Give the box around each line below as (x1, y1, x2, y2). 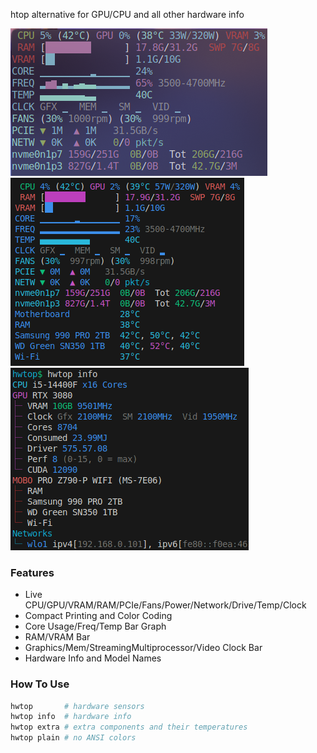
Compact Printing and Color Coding (24, 610, 173, 622)
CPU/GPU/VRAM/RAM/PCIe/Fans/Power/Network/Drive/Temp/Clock (24, 599, 307, 611)
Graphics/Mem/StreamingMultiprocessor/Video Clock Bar (24, 642, 263, 654)
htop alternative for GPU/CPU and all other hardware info (10, 9, 245, 20)
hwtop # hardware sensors (10, 701, 145, 711)
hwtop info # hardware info (10, 712, 132, 722)
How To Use (10, 677, 70, 691)
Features (10, 565, 55, 579)
